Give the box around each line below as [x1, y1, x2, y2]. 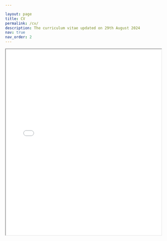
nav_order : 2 [5, 35, 32, 40]
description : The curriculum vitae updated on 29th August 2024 [5, 25, 140, 30]
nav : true [5, 30, 26, 35]
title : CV [5, 16, 26, 21]
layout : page [5, 11, 32, 16]
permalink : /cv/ [5, 21, 39, 26]
